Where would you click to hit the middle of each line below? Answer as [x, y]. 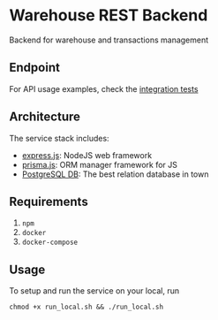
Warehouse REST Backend [109, 15]
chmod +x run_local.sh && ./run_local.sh [86, 307]
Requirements [49, 201]
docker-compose [50, 243]
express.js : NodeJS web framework [87, 155]
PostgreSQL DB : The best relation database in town [115, 174]
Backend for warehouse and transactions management [109, 40]
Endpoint [34, 68]
